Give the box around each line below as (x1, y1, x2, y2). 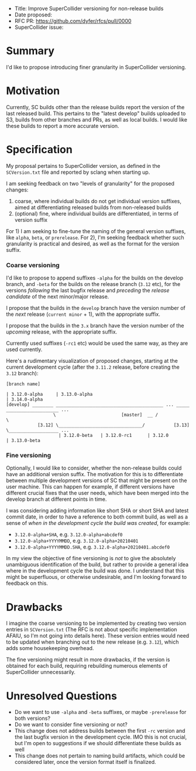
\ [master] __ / (53, 412, 159, 418)
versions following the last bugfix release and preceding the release (6, 287, 170, 294)
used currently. (6, 346, 43, 353)
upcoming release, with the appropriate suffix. (6, 328, 118, 335)
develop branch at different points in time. (6, 496, 107, 503)
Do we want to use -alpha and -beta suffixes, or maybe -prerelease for (14, 709, 187, 716)
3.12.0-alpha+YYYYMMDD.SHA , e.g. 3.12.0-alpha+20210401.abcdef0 (14, 543, 170, 551)
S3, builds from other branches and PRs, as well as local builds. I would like (6, 116, 187, 123)
